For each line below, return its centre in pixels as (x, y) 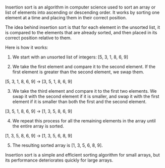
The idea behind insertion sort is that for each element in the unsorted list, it (82, 27)
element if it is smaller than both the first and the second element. (80, 102)
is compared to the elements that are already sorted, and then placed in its (81, 32)
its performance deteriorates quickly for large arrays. (59, 160)
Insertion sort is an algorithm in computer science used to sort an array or (81, 7)
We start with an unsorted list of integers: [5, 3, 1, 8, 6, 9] (70, 57)
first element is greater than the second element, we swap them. (78, 72)
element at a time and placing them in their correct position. (66, 18)
